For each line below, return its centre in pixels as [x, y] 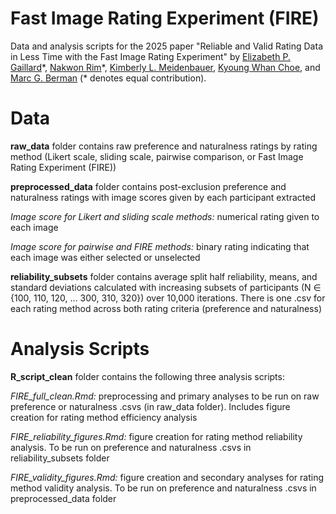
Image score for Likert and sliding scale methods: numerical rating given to [165, 216]
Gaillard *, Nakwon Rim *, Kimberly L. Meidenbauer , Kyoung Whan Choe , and [165, 67]
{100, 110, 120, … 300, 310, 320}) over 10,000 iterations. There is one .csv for [168, 298]
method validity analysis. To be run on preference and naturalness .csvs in [163, 488]
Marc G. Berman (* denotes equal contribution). [108, 78]
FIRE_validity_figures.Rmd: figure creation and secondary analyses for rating [167, 477]
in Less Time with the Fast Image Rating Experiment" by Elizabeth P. [150, 56]
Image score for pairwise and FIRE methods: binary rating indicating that [160, 246]
